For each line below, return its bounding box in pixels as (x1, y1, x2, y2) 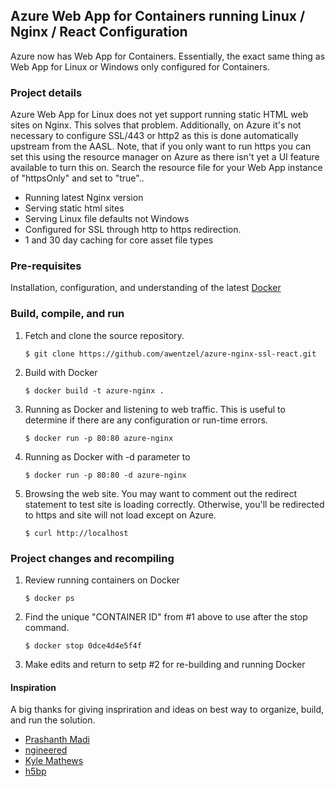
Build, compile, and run (10, 307, 125, 321)
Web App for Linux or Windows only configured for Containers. (10, 60, 270, 73)
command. (24, 622, 70, 633)
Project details (10, 85, 83, 99)
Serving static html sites (24, 202, 125, 214)
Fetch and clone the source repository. (24, 329, 185, 341)
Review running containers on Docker (24, 574, 180, 586)
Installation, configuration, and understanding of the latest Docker (10, 282, 282, 294)
